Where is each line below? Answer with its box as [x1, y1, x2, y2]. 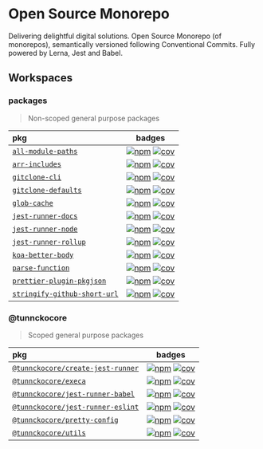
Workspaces [8, 71, 73, 85]
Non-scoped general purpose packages [27, 113, 160, 123]
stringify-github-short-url [12, 289, 119, 298]
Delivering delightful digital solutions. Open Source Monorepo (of [8, 31, 222, 41]
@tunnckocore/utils [12, 428, 86, 437]
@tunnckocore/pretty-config [12, 416, 119, 424]
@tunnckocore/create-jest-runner [12, 364, 139, 372]
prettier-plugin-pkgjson [12, 276, 107, 286]
